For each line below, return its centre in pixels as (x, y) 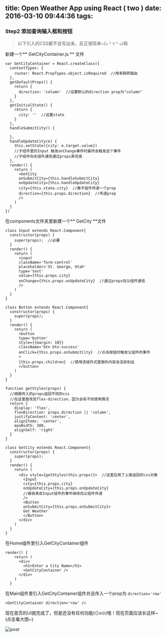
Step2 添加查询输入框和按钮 (39, 31)
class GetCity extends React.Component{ (48, 447)
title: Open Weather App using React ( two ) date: (83, 8)
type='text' (31, 271)
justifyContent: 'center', (42, 417)
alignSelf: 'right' (35, 430)
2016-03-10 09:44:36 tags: (49, 16)
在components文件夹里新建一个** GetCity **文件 (56, 221)
